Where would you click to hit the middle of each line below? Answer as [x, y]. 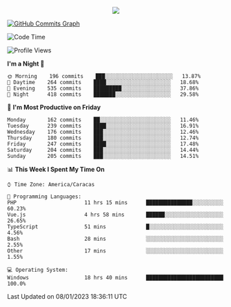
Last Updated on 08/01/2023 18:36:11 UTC [67, 296]
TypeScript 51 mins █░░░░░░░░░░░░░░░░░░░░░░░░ [115, 227]
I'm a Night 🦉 [26, 63]
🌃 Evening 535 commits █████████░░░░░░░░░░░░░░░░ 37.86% [103, 88]
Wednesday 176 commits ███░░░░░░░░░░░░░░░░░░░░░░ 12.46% [103, 132]
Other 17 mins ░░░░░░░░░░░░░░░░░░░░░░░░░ [115, 251]
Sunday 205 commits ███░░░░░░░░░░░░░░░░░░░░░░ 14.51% [103, 156]
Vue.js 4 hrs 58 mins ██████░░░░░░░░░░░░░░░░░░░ [115, 215]
